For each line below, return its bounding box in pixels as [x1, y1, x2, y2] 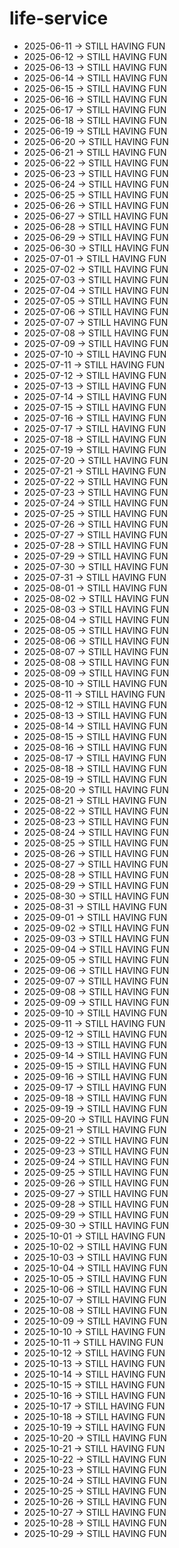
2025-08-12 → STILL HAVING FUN [23, 698, 168, 711]
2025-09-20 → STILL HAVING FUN [23, 1113, 169, 1125]
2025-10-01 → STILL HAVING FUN [23, 1230, 166, 1242]
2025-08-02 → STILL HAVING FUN [23, 592, 170, 604]
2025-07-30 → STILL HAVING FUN [23, 560, 169, 572]
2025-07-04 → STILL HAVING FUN [23, 284, 169, 296]
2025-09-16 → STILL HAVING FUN [23, 1070, 168, 1082]
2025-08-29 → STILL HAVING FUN [23, 879, 169, 891]
